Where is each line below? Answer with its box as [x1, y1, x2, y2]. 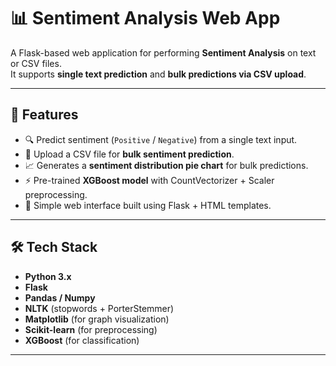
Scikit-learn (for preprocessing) [24, 323, 158, 335]
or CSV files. [10, 57, 62, 69]
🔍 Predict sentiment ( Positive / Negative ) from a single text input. [24, 133, 298, 145]
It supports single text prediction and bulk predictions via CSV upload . [10, 68, 307, 80]
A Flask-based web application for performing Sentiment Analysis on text [10, 46, 317, 59]
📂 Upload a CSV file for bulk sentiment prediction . [24, 148, 235, 160]
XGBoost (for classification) [24, 334, 140, 346]
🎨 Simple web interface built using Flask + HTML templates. [24, 199, 272, 211]
